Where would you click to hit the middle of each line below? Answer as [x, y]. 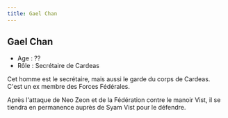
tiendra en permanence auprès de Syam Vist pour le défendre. [97, 108]
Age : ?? [29, 58]
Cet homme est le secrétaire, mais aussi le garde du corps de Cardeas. [109, 79]
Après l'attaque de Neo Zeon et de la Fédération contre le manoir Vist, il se [114, 100]
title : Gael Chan [32, 14]
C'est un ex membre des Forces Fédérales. [69, 87]
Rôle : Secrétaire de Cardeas [58, 66]
